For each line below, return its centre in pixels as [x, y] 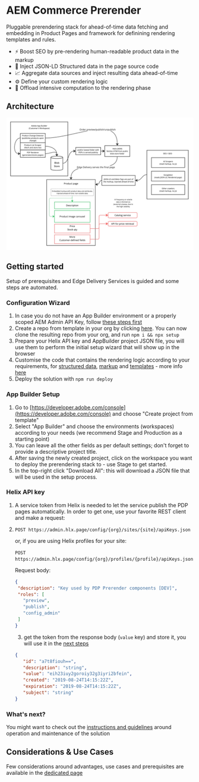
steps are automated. [32, 287]
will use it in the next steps [56, 643]
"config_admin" [42, 613]
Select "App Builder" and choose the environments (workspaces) [94, 426]
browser [25, 354]
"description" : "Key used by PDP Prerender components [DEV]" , [97, 588]
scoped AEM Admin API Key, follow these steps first [78, 322]
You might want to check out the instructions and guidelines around [89, 727]
